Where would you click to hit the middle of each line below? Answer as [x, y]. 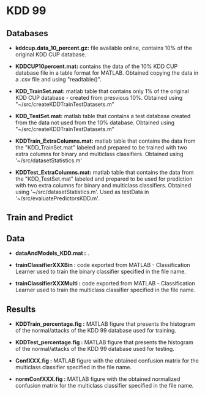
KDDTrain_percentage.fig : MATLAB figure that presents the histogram [105, 324]
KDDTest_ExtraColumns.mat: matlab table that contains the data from [104, 172]
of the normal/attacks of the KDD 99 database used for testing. [95, 349]
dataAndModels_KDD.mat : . [52, 253]
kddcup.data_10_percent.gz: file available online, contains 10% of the [104, 48]
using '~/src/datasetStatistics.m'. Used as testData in [82, 192]
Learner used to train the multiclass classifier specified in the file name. [105, 290]
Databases [28, 33]
